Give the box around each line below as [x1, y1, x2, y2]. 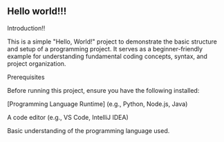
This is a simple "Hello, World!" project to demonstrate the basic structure [7, 37, 218, 46]
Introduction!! [7, 24, 46, 32]
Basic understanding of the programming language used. [7, 126, 170, 134]
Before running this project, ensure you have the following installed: [7, 86, 200, 94]
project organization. [7, 59, 66, 68]
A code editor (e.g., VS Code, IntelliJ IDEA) [7, 113, 129, 121]
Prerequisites [7, 73, 45, 81]
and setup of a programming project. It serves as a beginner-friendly [7, 44, 203, 53]
